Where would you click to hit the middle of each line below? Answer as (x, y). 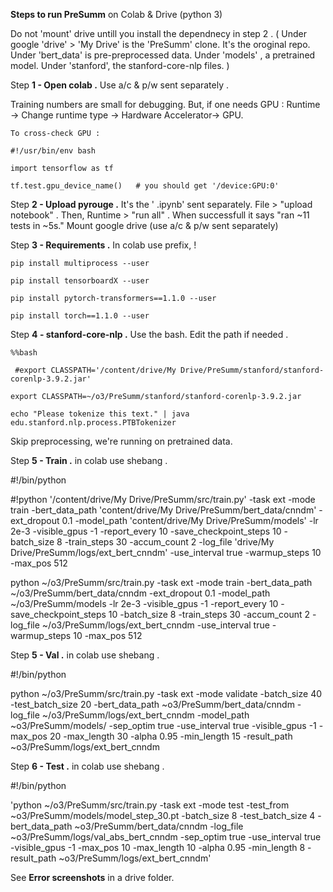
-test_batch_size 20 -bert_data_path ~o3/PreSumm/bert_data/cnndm (152, 704)
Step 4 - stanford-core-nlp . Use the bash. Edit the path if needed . (149, 334)
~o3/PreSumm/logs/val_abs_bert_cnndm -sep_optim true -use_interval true (166, 837)
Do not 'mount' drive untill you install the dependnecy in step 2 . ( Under (159, 33)
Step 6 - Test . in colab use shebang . (87, 766)
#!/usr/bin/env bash (53, 151)
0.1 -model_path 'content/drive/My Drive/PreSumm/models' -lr (190, 520)
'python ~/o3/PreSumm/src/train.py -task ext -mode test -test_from (150, 805)
